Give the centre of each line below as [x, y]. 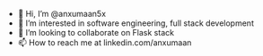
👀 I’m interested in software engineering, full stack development [136, 23]
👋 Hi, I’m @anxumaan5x [61, 14]
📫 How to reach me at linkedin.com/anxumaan [105, 43]
